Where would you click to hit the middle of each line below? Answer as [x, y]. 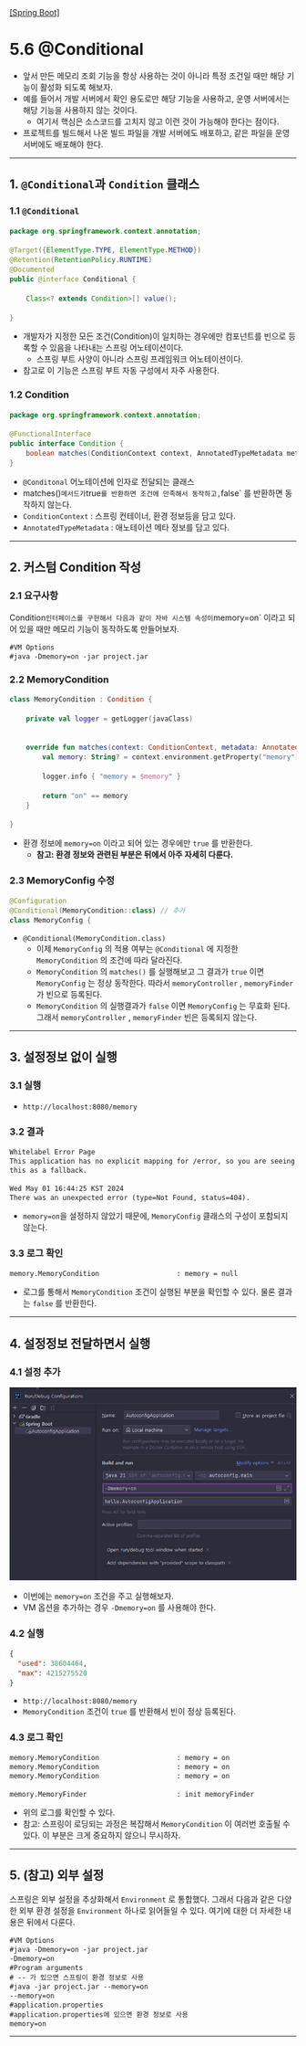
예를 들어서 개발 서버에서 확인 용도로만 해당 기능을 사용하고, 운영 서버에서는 [156, 99]
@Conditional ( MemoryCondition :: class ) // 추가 [97, 911]
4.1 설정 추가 [35, 1372]
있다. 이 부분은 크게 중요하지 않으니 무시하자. [102, 1835]
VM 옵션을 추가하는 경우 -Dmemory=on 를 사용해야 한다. [119, 1607]
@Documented [32, 270]
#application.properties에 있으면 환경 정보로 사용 [99, 2014]
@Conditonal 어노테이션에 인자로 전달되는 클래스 [108, 481]
